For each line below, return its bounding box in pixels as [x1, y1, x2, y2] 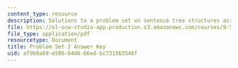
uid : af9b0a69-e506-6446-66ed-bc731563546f [7, 50, 138, 57]
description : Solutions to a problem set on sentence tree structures [7, 17, 220, 24]
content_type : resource [7, 10, 78, 18]
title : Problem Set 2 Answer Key [7, 43, 106, 50]
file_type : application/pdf [7, 30, 91, 38]
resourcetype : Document [7, 37, 78, 44]
